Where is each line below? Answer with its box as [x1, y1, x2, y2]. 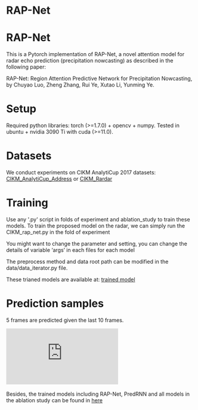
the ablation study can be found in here [6, 396, 103, 403]
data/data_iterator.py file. [6, 264, 68, 272]
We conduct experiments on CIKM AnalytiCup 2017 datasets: [6, 169, 156, 176]
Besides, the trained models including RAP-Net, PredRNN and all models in [6, 390, 190, 397]
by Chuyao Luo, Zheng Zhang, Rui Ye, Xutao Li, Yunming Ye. [6, 81, 154, 88]
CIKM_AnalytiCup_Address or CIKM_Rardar [6, 175, 112, 182]
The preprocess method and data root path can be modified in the [6, 258, 169, 265]
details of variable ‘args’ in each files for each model [6, 246, 135, 254]
